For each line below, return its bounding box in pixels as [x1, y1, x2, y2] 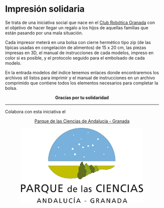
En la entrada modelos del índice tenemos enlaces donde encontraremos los [5, 69, 159, 75]
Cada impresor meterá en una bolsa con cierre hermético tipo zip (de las [5, 39, 151, 45]
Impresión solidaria [5, 3, 85, 15]
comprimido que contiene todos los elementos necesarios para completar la [5, 80, 159, 86]
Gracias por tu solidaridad [55, 94, 109, 101]
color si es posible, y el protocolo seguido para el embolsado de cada [5, 55, 145, 61]
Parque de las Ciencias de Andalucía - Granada [34, 118, 130, 124]
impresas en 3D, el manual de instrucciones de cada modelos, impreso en [5, 50, 154, 56]
